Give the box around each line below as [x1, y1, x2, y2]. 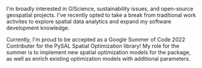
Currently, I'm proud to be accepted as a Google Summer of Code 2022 [6, 36, 186, 43]
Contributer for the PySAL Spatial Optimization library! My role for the [6, 42, 180, 49]
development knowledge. [6, 24, 70, 31]
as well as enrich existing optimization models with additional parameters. [6, 55, 191, 62]
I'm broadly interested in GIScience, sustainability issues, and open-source [6, 5, 194, 12]
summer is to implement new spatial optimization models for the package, [6, 49, 191, 56]
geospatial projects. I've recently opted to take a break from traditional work [6, 11, 196, 19]
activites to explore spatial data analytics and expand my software [6, 18, 172, 25]
